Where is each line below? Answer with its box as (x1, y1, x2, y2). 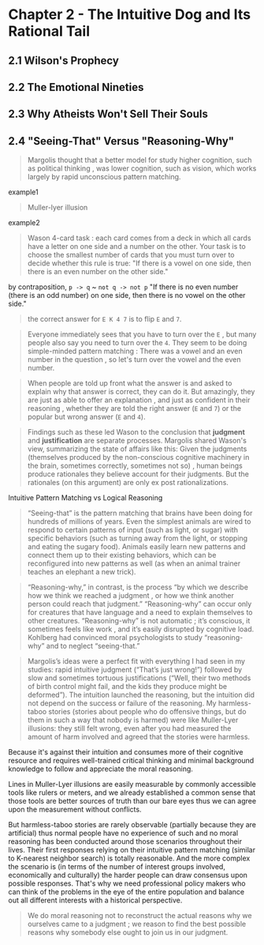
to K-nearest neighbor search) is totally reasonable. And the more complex (8, 853, 251, 863)
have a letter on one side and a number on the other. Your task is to (27, 242, 246, 251)
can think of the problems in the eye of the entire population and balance (8, 887, 245, 897)
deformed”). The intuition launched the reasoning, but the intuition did (27, 690, 255, 700)
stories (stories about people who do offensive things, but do (48, 707, 247, 717)
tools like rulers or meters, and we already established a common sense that (8, 788, 256, 797)
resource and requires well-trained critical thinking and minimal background (8, 756, 255, 766)
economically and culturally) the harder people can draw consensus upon (8, 871, 248, 880)
